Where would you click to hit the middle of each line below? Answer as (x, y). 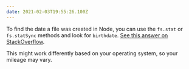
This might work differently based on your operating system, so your (92, 53)
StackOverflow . (26, 41)
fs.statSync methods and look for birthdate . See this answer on (87, 35)
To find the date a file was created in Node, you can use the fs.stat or (95, 29)
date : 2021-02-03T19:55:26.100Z (47, 12)
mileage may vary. (29, 59)
